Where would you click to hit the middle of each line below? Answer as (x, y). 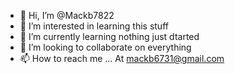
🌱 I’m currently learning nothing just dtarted (109, 36)
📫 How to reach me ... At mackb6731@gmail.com (122, 58)
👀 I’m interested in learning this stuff (94, 26)
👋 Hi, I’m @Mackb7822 (67, 15)
